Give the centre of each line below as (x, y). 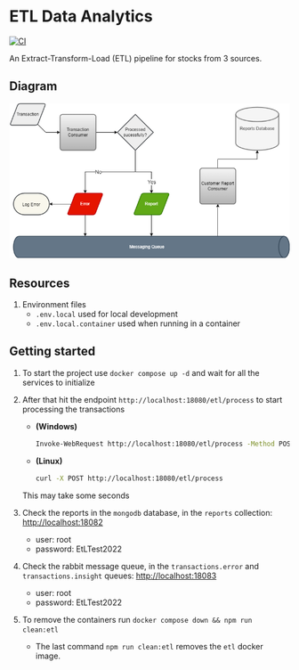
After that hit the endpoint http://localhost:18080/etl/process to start (152, 399)
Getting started (53, 351)
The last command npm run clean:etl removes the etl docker (149, 646)
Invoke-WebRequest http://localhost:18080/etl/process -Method (155, 444)
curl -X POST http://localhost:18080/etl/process (129, 478)
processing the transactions (73, 409)
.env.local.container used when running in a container (138, 323)
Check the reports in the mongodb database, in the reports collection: (147, 512)
